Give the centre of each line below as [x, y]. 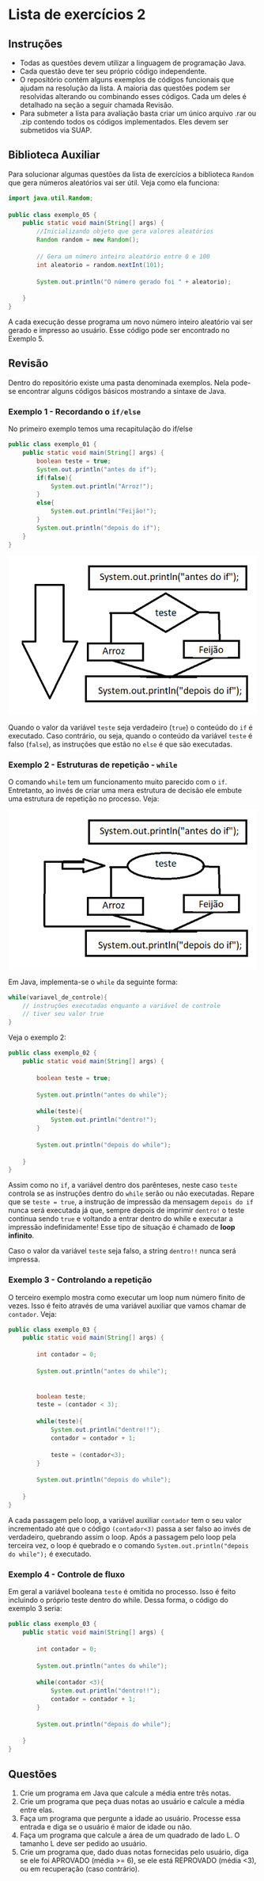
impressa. [25, 1259]
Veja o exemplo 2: [38, 1038]
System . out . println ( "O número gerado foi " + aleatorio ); [134, 282]
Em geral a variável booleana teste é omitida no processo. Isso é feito [122, 1592]
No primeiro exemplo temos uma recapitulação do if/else [101, 429]
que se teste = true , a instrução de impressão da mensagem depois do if [131, 1202]
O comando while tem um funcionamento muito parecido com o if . [118, 782]
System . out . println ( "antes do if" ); [97, 469]
